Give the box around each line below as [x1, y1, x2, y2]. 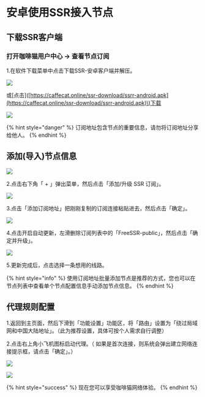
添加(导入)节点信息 [6, 151, 77, 161]
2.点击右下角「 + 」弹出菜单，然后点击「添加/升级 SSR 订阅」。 [6, 180, 165, 187]
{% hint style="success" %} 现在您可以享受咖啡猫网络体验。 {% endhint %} [6, 384, 198, 391]
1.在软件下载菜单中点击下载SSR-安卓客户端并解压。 [6, 67, 136, 74]
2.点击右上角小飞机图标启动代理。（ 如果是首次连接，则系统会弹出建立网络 [6, 340, 193, 347]
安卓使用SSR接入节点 [6, 6, 114, 20]
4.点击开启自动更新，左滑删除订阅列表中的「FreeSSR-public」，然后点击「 [6, 229, 193, 236]
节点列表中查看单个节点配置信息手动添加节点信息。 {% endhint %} [6, 282, 174, 289]
